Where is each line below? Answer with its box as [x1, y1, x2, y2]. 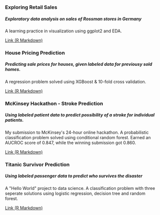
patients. [5, 117, 24, 123]
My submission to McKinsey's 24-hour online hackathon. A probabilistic [5, 129, 149, 135]
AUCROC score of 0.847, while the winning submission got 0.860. [5, 140, 136, 145]
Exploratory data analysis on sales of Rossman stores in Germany [5, 16, 142, 22]
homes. [5, 67, 21, 72]
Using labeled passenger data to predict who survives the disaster [5, 173, 143, 179]
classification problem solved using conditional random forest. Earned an [5, 134, 151, 140]
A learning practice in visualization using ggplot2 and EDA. [5, 28, 122, 34]
